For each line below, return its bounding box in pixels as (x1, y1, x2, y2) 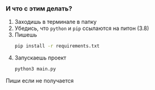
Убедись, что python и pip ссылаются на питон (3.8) (14, 24, 150, 32)
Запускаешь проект (14, 54, 67, 62)
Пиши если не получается (5, 77, 74, 84)
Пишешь (14, 31, 37, 39)
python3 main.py (14, 66, 56, 72)
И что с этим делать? (5, 4, 73, 13)
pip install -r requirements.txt (14, 43, 100, 50)
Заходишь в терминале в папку (14, 18, 97, 26)
